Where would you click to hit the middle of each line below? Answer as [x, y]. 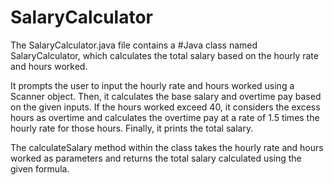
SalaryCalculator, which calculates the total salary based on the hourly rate [164, 55]
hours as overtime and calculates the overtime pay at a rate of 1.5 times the [165, 117]
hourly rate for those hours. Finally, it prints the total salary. [132, 128]
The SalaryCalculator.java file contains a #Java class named [134, 45]
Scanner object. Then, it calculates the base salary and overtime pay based [166, 96]
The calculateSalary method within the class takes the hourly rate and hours [167, 147]
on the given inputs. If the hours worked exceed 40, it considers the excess [165, 107]
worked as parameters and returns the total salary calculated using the [156, 158]
